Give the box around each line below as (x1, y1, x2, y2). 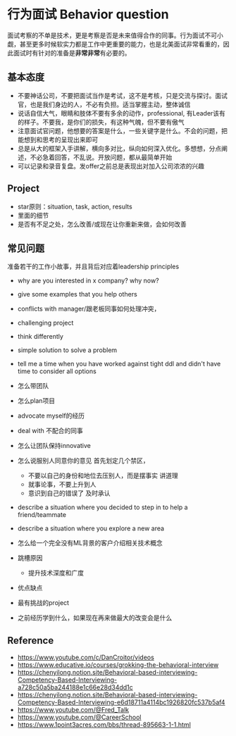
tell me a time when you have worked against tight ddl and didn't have (17, 360, 221, 368)
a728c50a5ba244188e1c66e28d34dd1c (17, 683, 134, 692)
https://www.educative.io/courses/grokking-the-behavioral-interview (17, 661, 219, 669)
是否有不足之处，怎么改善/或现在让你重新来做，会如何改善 (17, 220, 187, 228)
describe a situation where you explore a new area (17, 524, 164, 532)
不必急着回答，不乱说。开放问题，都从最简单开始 (30, 153, 173, 161)
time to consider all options (17, 367, 97, 375)
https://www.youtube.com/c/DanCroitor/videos (17, 653, 155, 662)
